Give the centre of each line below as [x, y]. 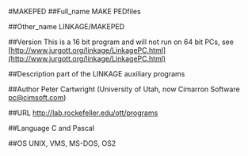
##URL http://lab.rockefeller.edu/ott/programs [83, 113]
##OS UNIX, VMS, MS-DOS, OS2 [62, 143]
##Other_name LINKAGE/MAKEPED [67, 26]
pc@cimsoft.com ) [37, 97]
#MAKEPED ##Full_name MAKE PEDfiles [74, 11]
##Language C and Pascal [52, 128]
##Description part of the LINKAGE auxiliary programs [97, 74]
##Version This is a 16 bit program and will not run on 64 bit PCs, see [121, 42]
